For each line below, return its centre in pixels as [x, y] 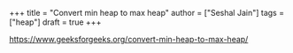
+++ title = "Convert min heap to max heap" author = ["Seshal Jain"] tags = [147, 13]
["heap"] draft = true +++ [55, 22]
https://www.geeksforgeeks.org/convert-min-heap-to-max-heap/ [129, 39]
